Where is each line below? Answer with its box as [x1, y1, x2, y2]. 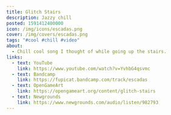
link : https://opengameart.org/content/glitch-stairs [17, 88, 156, 94]
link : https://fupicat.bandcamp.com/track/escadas [17, 77, 148, 83]
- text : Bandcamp [12, 71, 56, 77]
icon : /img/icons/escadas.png [6, 26, 83, 32]
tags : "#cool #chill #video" [6, 37, 80, 43]
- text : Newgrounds [12, 94, 61, 100]
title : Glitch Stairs [6, 9, 61, 15]
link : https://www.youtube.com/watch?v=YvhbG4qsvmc [17, 65, 150, 72]
